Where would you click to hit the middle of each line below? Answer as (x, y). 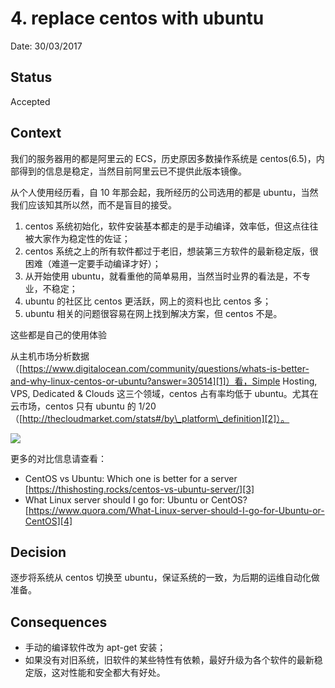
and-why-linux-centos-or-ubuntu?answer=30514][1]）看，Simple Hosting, (164, 381)
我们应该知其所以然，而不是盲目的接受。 (93, 204)
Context (36, 133)
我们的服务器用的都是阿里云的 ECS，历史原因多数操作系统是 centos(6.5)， (163, 158)
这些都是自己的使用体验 (58, 334)
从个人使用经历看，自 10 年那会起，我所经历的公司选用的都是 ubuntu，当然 (164, 192)
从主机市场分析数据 (50, 356)
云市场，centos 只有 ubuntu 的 (73, 406)
